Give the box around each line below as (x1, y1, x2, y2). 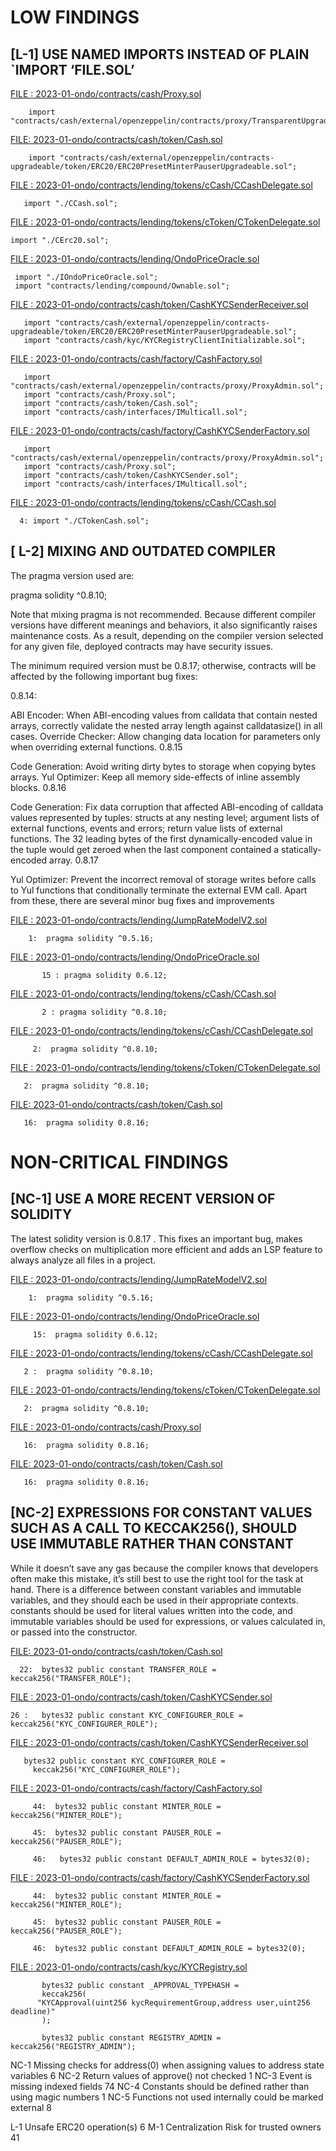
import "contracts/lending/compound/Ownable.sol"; (14, 281, 230, 291)
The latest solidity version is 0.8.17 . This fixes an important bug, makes (10, 1232, 303, 1245)
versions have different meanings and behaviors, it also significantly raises (10, 619, 318, 631)
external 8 (10, 2101, 52, 2113)
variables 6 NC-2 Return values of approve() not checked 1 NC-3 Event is (10, 2069, 313, 2081)
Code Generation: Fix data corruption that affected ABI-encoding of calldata (10, 801, 324, 813)
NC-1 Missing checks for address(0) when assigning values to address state (10, 2059, 325, 2071)
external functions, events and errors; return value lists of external (10, 822, 283, 834)
